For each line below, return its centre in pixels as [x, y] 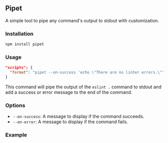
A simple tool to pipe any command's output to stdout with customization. [82, 20]
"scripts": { [19, 68]
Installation [20, 33]
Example [16, 135]
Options [15, 105]
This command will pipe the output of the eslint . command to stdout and [83, 87]
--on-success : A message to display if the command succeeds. [78, 117]
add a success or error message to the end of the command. [69, 92]
